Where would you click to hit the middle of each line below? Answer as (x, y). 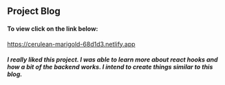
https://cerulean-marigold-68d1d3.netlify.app (71, 44)
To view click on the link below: (53, 28)
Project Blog (34, 11)
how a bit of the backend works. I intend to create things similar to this (110, 67)
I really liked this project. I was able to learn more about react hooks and (112, 60)
